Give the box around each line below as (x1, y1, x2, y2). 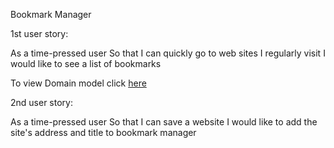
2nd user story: (10, 97, 73, 108)
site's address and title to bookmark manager (10, 127, 197, 138)
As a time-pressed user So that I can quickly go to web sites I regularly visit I (10, 47, 326, 59)
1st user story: (10, 28, 69, 39)
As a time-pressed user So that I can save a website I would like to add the (10, 116, 318, 128)
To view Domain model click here (10, 77, 147, 89)
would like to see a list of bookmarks (10, 58, 162, 69)
